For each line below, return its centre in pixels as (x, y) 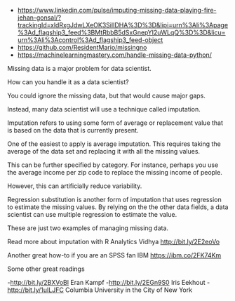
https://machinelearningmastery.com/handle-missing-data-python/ (115, 55)
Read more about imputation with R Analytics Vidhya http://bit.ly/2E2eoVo (113, 242)
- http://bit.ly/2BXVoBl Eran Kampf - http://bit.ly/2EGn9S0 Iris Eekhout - (109, 282)
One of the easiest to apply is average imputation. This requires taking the (114, 144)
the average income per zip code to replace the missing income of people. (115, 172)
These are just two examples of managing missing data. (88, 228)
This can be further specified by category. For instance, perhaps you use (113, 165)
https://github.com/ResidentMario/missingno (82, 47)
